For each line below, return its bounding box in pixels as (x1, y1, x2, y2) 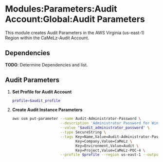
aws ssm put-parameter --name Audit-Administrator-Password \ (12, 116, 141, 121)
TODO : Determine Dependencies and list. (5, 62, 88, 67)
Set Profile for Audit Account (12, 89, 72, 95)
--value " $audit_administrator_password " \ (60, 125, 150, 130)
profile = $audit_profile (12, 98, 61, 103)
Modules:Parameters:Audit (5, 3, 118, 15)
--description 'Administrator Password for (60, 121, 150, 126)
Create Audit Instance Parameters (12, 107, 83, 113)
